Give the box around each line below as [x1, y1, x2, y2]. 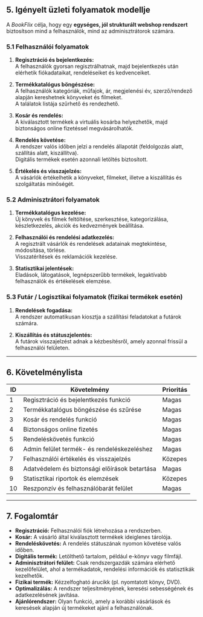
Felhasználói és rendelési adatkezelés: [14, 234, 115, 241]
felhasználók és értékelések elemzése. [14, 278, 112, 285]
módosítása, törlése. [14, 246, 66, 254]
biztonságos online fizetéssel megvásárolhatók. [14, 125, 134, 132]
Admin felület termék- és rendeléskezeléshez [23, 444, 153, 453]
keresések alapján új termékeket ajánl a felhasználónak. [14, 604, 154, 612]
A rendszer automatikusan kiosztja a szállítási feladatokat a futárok [14, 313, 182, 320]
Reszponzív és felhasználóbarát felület [23, 484, 133, 492]
